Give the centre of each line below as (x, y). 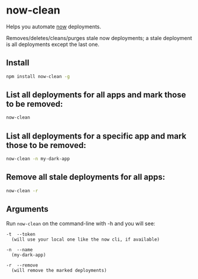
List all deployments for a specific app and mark (96, 136)
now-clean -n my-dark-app (38, 159)
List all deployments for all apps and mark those (96, 95)
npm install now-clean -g (38, 76)
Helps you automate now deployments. (54, 27)
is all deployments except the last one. (53, 44)
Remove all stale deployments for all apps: (86, 177)
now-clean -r (22, 191)
